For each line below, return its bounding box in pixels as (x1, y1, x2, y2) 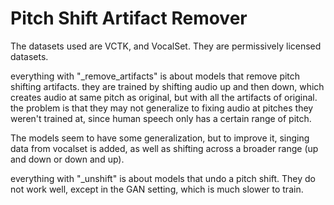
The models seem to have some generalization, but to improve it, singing (10, 132, 310, 144)
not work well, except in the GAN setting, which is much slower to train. (10, 183, 304, 195)
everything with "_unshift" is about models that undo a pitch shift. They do (10, 172, 317, 184)
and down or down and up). (10, 153, 125, 165)
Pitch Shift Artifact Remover (10, 7, 248, 30)
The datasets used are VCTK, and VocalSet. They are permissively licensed (10, 40, 322, 52)
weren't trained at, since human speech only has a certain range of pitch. (10, 112, 312, 124)
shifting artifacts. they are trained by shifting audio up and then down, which (10, 80, 325, 92)
